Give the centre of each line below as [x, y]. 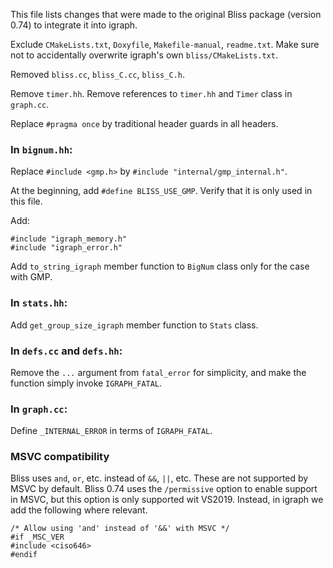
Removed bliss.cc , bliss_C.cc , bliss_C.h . [97, 74]
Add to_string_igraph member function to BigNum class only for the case [160, 266]
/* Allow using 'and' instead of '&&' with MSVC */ [120, 529]
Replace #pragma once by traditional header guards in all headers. [144, 123]
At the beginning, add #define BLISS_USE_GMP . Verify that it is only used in [161, 191]
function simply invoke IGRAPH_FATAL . [86, 383]
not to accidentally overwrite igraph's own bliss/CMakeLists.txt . [144, 55]
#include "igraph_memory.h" [69, 239]
